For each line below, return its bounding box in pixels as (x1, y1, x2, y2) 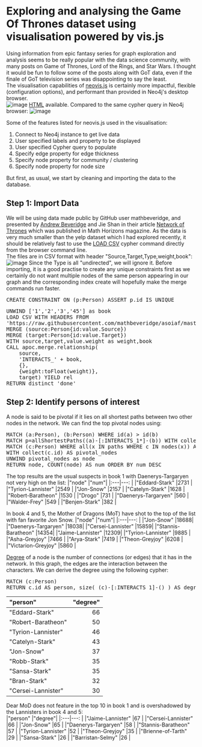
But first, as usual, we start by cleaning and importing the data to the (6, 174, 176, 181)
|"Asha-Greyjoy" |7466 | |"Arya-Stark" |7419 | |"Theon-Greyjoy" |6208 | (6, 535, 183, 543)
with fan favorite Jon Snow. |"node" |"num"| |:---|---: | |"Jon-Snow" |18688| (6, 516, 194, 524)
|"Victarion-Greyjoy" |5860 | (6, 542, 76, 549)
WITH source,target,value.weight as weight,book (6, 337, 152, 345)
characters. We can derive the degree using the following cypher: (6, 566, 169, 574)
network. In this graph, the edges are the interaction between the (6, 560, 168, 567)
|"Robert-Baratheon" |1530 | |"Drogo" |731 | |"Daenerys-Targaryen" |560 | (6, 492, 189, 499)
